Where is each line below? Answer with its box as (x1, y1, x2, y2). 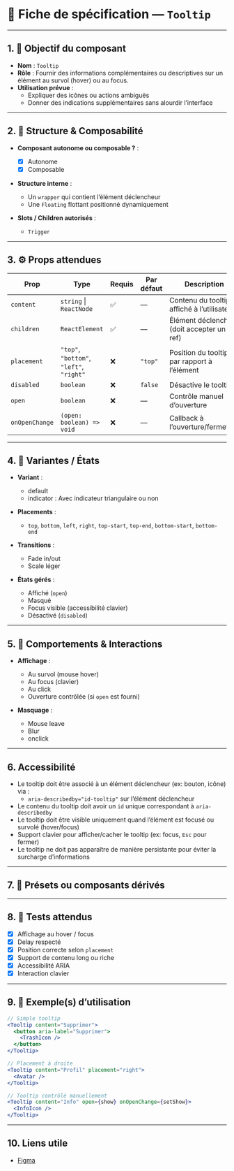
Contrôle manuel (169, 391, 224, 401)
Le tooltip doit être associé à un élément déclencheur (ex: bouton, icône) (17, 779, 226, 788)
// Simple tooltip (7, 1014, 61, 1022)
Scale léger (27, 562, 61, 570)
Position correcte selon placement (17, 945, 114, 954)
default (27, 487, 49, 495)
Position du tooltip (169, 347, 228, 357)
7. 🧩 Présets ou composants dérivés (7, 880, 165, 892)
